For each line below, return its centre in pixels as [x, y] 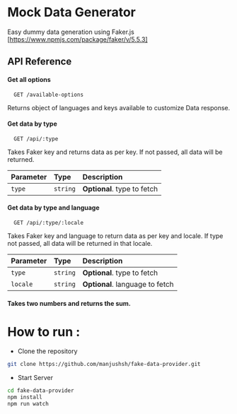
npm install [25, 397]
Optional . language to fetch [128, 284]
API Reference [40, 62]
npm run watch [28, 404]
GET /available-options [48, 95]
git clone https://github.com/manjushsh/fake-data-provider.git [104, 365]
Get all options [29, 79]
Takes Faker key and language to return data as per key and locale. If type [115, 236]
